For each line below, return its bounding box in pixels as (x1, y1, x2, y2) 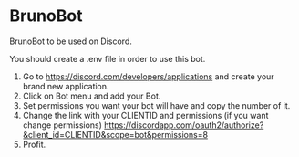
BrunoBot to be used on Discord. (9, 36, 132, 47)
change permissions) (22, 120, 103, 131)
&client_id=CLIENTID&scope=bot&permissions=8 (22, 129, 208, 140)
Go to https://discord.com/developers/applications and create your (22, 70, 275, 82)
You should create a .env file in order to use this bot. (9, 53, 206, 64)
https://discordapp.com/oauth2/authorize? (104, 120, 264, 131)
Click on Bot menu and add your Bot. (22, 90, 161, 101)
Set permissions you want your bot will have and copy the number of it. (22, 99, 291, 110)
